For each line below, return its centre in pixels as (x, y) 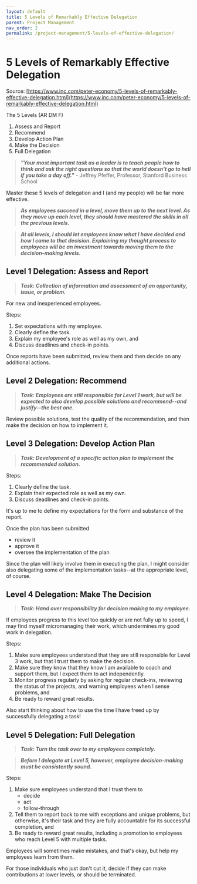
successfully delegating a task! (43, 717)
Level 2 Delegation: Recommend (67, 381)
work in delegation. (29, 633)
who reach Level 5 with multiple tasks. (61, 839)
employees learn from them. (40, 857)
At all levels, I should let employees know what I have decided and (103, 234)
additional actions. (28, 362)
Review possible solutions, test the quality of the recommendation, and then (98, 419)
